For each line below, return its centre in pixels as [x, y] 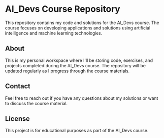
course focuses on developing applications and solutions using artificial [78, 28]
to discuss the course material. [36, 103]
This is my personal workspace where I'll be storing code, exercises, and [79, 60]
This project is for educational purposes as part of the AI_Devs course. [77, 131]
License [17, 119]
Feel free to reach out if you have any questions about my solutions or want [82, 98]
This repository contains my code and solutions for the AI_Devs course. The [82, 23]
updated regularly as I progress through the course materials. [67, 71]
